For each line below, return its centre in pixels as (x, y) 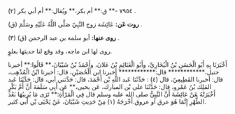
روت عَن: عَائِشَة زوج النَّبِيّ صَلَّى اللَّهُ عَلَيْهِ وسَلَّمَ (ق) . (75, 24)
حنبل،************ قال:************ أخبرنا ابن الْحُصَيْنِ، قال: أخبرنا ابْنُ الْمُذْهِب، (114, 72)
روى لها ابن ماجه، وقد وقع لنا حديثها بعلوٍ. (60, 51)
